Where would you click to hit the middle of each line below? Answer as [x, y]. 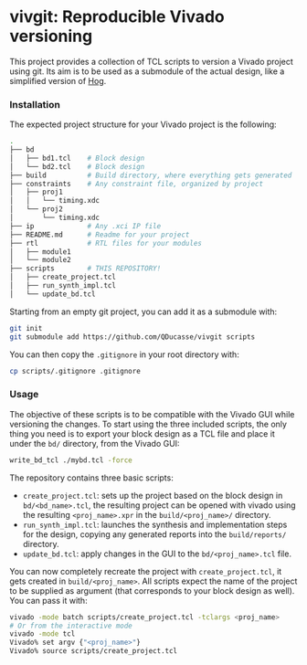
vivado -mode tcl [42, 634]
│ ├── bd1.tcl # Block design [77, 158]
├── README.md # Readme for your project [100, 235]
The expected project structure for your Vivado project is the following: [143, 124]
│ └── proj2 [37, 209]
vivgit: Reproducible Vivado [117, 17]
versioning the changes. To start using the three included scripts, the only [148, 424]
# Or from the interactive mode [71, 626]
